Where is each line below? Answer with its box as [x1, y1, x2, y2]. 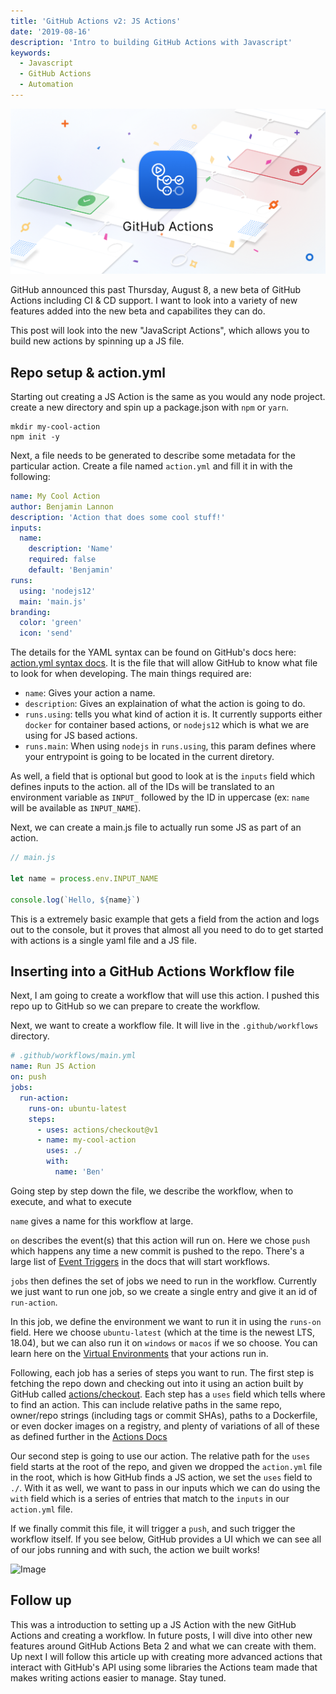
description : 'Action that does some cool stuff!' [10, 512, 226, 522]
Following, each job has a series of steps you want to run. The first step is [10, 1366, 315, 1379]
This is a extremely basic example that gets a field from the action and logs [10, 913, 320, 925]
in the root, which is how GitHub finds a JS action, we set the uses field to [10, 1471, 313, 1483]
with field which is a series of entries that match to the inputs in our [10, 1492, 290, 1504]
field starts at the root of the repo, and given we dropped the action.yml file [10, 1460, 323, 1472]
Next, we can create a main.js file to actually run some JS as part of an [10, 821, 302, 834]
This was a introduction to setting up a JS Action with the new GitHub [10, 1618, 297, 1630]
